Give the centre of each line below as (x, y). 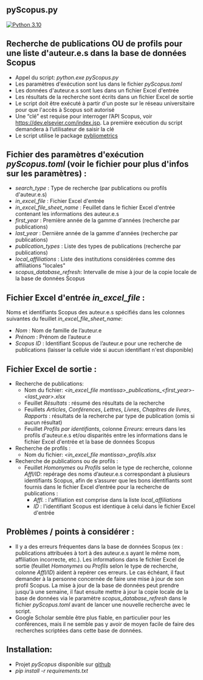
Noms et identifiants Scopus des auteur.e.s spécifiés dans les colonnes (96, 312)
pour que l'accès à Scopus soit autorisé (65, 109)
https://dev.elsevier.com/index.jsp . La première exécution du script (99, 122)
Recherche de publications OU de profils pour (95, 44)
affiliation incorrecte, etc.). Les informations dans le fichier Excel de (100, 559)
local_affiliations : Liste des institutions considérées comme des (95, 259)
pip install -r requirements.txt (51, 670)
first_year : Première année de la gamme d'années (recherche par (97, 221)
